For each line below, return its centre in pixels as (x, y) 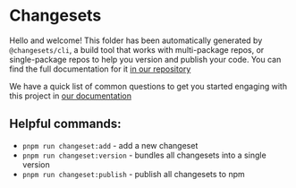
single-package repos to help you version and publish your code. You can (145, 59)
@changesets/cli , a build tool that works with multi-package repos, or (137, 49)
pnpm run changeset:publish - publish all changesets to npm (134, 174)
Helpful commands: (66, 124)
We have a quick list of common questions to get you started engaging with (148, 86)
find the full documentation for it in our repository (100, 69)
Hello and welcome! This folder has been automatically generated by (136, 40)
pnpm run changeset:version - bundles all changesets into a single (144, 155)
